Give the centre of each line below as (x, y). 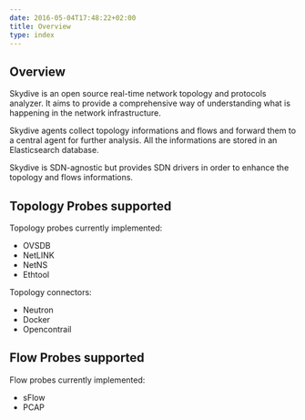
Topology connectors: (51, 292)
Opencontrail (47, 329)
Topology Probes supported (91, 206)
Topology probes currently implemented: (86, 228)
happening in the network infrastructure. (85, 113)
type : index (32, 35)
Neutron (38, 310)
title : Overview (40, 26)
